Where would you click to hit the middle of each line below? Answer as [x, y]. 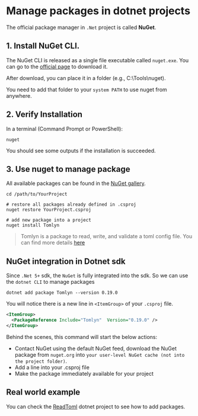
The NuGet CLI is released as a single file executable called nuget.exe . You [98, 60]
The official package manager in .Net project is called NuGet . [81, 27]
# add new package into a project [49, 220]
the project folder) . [41, 361]
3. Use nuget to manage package [68, 169]
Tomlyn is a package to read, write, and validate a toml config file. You [106, 236]
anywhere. [19, 95]
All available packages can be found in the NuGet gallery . [76, 183]
